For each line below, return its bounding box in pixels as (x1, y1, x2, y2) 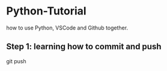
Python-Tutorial (6, 4, 87, 18)
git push (6, 57, 27, 64)
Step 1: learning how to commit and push (6, 42, 162, 52)
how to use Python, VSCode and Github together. (6, 24, 128, 31)
